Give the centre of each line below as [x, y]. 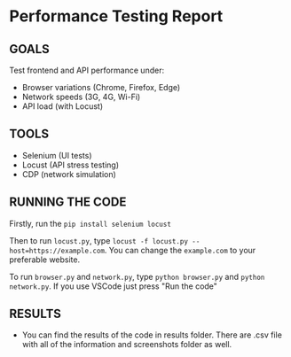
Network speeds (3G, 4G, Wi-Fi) [81, 97]
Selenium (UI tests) [57, 155]
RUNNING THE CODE [68, 202]
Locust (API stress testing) [71, 165]
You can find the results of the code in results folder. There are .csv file [152, 335]
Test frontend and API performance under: [87, 70]
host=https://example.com [57, 251]
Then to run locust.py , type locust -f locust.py [99, 240]
